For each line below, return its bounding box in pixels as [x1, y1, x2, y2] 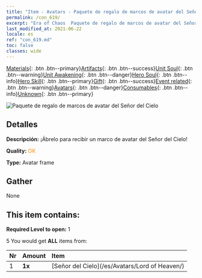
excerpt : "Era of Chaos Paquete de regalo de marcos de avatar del [6, 20, 182, 26]
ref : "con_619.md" [6, 37, 52, 43]
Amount [22, 251, 46, 260]
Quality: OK [6, 147, 36, 154]
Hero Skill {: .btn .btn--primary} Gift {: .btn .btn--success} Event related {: [17, 77, 192, 84]
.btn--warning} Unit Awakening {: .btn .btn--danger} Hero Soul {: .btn [6, 71, 172, 78]
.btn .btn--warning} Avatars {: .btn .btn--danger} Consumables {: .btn [6, 84, 173, 91]
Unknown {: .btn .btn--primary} [17, 90, 94, 97]
